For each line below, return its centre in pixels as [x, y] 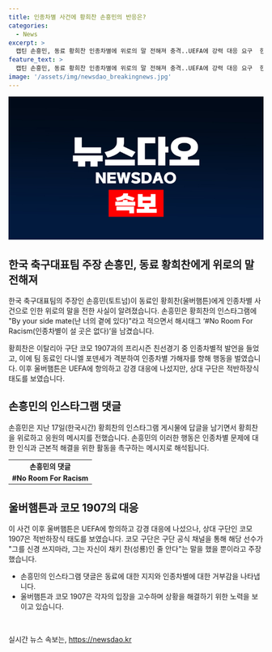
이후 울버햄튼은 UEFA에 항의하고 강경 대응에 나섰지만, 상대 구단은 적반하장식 [139, 369]
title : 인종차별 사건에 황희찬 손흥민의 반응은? [77, 17]
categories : [28, 25]
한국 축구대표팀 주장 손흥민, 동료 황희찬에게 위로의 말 [132, 264]
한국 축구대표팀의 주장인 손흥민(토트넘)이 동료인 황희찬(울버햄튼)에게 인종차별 [130, 301]
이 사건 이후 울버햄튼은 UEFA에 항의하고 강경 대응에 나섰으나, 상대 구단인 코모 [131, 529]
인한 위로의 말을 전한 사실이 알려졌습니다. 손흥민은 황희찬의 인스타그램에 [143, 311]
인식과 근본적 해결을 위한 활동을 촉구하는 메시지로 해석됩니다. [113, 447]
